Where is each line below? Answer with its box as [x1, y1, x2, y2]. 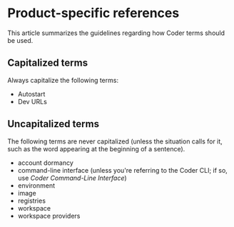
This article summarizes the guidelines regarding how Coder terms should [7, 29, 225, 37]
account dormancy [17, 158, 73, 167]
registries [17, 196, 46, 205]
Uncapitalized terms [7, 118, 100, 130]
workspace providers [17, 211, 81, 220]
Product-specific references [7, 5, 180, 21]
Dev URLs [17, 97, 48, 106]
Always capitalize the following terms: [7, 76, 119, 84]
